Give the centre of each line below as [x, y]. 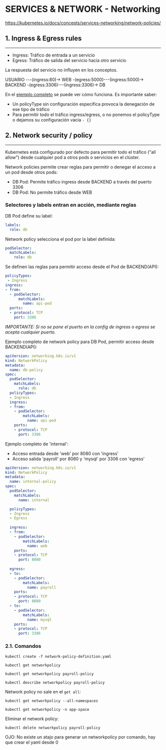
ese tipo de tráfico [31, 109]
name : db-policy [26, 370]
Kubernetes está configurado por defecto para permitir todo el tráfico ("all [81, 152]
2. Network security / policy [49, 136]
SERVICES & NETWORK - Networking [83, 9]
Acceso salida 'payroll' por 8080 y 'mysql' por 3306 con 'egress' [78, 459]
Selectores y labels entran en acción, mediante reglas [71, 205]
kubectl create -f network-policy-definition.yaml [58, 656]
